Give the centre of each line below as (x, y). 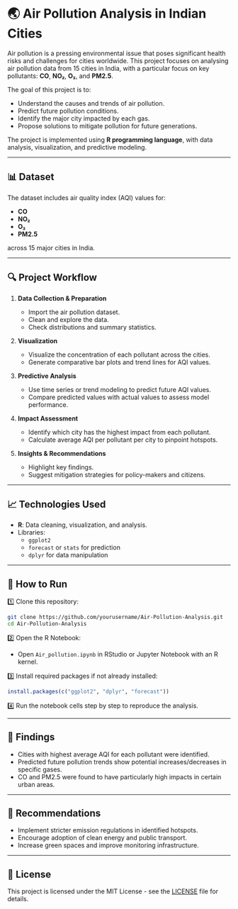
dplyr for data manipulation (68, 555)
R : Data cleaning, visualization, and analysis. (82, 525)
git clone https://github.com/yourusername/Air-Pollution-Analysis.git (115, 618)
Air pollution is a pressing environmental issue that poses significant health (117, 53)
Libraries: (32, 532)
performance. (48, 404)
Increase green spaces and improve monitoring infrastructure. (108, 845)
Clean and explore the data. (69, 319)
